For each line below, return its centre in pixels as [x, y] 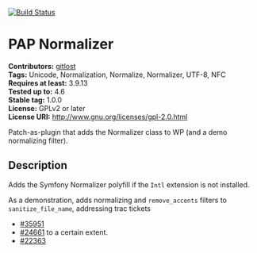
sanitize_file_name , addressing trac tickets [79, 208]
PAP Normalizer [61, 44]
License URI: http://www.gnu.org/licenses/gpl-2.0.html [98, 117]
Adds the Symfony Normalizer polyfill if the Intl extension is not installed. [129, 184]
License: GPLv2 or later [47, 108]
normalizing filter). [38, 140]
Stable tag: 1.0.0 [35, 100]
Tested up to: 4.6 [36, 91]
